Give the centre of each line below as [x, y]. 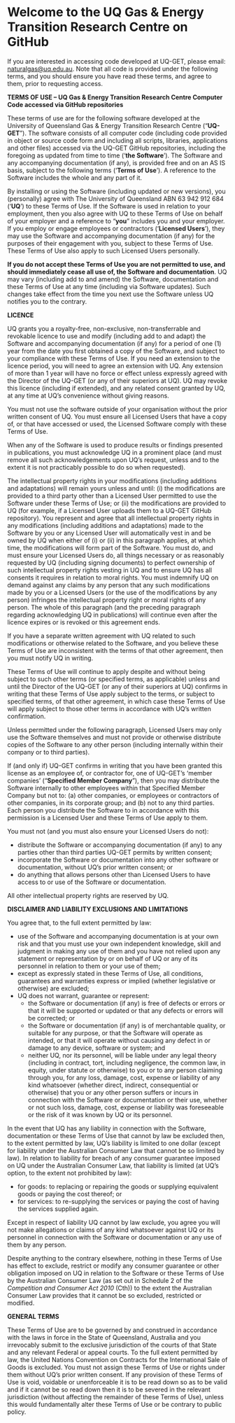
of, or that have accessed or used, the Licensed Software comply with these [117, 423]
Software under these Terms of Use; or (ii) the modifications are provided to [116, 503]
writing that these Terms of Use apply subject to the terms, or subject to [111, 694]
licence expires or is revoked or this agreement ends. [84, 622]
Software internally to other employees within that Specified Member [106, 787]
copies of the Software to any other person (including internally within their [115, 744]
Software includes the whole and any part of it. [74, 177]
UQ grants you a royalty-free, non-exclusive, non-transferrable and [104, 328]
